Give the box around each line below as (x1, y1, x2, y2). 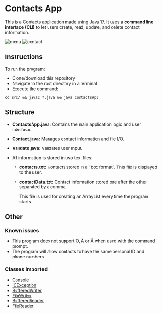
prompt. (12, 243, 28, 249)
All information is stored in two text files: (12, 154, 93, 161)
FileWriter (12, 293, 32, 298)
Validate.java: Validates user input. (12, 145, 82, 151)
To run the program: (5, 66, 45, 72)
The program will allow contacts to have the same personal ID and (12, 249, 145, 255)
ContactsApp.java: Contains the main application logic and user (12, 121, 142, 127)
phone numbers (12, 254, 44, 259)
